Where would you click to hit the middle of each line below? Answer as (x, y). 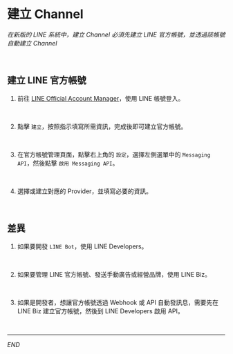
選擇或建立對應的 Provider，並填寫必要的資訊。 (85, 191)
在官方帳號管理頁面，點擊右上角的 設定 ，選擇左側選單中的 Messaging (114, 154)
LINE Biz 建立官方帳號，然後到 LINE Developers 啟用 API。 (101, 311)
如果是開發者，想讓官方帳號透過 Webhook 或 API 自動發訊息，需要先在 (118, 302)
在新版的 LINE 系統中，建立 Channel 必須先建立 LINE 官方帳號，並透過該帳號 (116, 35)
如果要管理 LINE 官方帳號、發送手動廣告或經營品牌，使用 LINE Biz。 (114, 274)
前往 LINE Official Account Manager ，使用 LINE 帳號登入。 (101, 98)
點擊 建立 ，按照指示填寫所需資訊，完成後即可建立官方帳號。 (102, 126)
